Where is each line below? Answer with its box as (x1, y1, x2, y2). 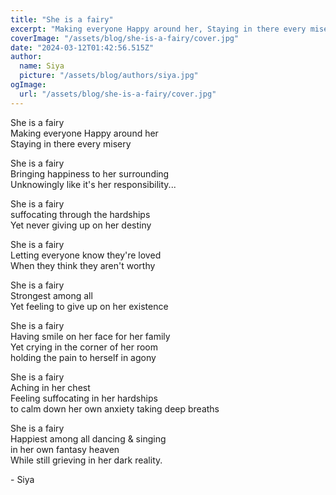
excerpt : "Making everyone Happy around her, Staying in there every (10, 24, 307, 34)
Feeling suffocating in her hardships (10, 392, 158, 404)
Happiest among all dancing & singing (10, 432, 167, 445)
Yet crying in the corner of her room (10, 341, 158, 353)
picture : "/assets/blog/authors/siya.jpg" (19, 71, 199, 81)
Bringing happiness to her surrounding (10, 167, 170, 180)
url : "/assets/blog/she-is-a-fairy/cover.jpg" (19, 89, 217, 99)
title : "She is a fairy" (10, 14, 114, 25)
